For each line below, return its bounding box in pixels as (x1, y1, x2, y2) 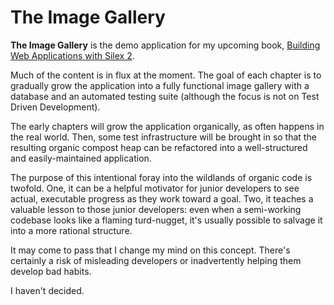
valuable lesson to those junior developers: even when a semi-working (10, 203, 302, 215)
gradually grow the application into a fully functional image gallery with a (10, 79, 310, 91)
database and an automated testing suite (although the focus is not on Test (10, 90, 320, 102)
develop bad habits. (10, 265, 92, 277)
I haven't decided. (10, 284, 85, 296)
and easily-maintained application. (10, 152, 152, 164)
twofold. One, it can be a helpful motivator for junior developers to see (10, 182, 300, 194)
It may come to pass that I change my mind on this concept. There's (10, 244, 291, 256)
